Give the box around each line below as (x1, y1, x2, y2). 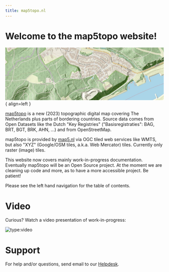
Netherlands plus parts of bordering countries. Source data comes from (5, 116, 154, 122)
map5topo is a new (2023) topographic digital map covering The (5, 111, 139, 117)
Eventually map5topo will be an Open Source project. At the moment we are (5, 162, 162, 168)
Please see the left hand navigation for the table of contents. (5, 183, 131, 189)
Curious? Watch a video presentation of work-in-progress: (5, 217, 126, 223)
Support (5, 244, 40, 256)
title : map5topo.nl (5, 8, 46, 13)
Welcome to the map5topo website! (5, 30, 157, 42)
